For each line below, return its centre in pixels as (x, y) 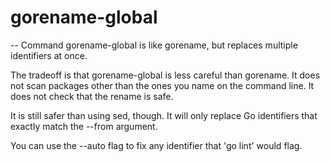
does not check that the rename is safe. (92, 96)
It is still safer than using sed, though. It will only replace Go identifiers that (164, 115)
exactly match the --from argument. (84, 126)
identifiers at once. (49, 55)
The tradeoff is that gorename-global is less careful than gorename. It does (165, 75)
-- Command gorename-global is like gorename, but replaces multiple (154, 45)
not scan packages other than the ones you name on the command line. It (162, 85)
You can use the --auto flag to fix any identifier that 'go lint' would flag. (156, 145)
